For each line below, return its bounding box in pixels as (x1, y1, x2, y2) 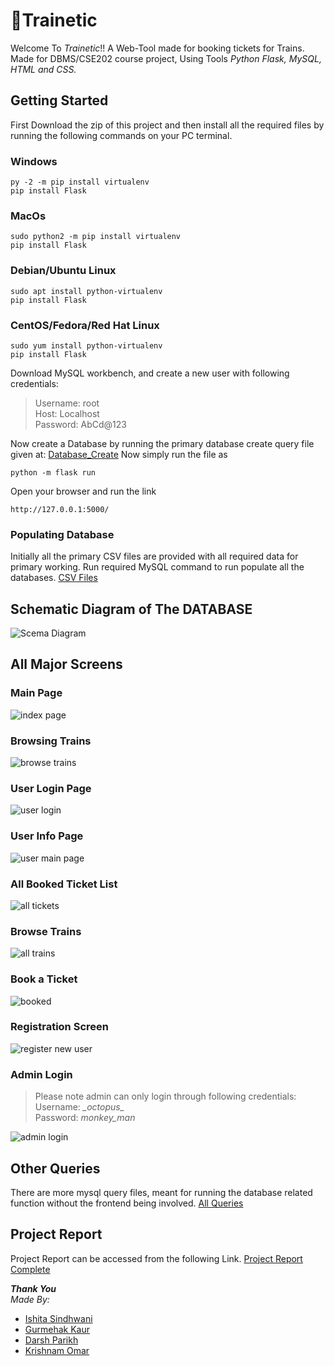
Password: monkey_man (34, 1112, 136, 1124)
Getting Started (10, 92, 109, 109)
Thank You (10, 1282, 57, 1294)
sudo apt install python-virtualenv (10, 286, 163, 296)
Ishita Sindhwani (24, 1312, 93, 1324)
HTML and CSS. (10, 63, 77, 75)
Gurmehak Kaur (24, 1323, 91, 1335)
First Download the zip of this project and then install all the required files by (10, 119, 325, 131)
